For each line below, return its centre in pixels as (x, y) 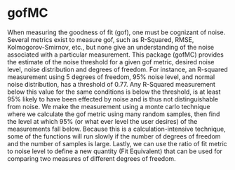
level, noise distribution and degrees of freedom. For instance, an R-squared (117, 69)
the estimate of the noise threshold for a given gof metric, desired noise (111, 62)
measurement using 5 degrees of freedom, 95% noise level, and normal (111, 77)
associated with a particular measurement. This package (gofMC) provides (116, 55)
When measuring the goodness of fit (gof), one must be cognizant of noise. (116, 32)
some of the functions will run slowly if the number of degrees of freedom (114, 136)
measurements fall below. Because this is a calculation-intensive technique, (116, 129)
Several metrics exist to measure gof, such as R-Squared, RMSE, (101, 39)
